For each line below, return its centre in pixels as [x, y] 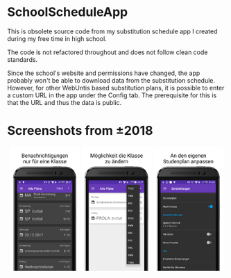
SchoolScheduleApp [68, 12]
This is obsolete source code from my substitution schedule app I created [112, 31]
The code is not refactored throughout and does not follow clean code [108, 52]
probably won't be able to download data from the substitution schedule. [111, 80]
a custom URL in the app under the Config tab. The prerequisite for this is [112, 95]
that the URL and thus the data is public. [65, 102]
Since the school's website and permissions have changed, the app [104, 73]
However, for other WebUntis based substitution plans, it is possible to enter [116, 88]
